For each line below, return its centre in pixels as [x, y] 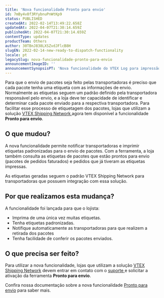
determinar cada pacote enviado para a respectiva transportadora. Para [77, 103]
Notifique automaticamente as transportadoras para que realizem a [80, 228]
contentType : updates [27, 37]
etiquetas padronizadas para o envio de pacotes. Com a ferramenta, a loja [80, 151]
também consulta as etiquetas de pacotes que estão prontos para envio [77, 156]
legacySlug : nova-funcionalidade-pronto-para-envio [59, 60]
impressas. [16, 166]
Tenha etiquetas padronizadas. [43, 223]
